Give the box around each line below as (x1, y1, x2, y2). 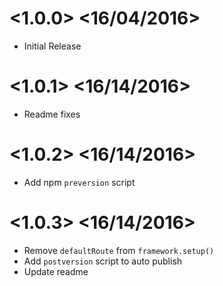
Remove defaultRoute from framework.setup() (23, 244, 215, 256)
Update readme (23, 265, 89, 277)
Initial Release (23, 40, 82, 52)
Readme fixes (23, 108, 81, 120)
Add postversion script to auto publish (23, 255, 183, 267)
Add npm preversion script (23, 176, 136, 188)
